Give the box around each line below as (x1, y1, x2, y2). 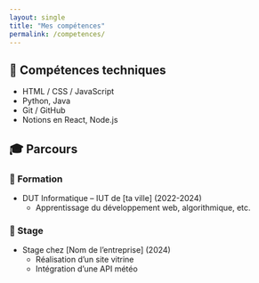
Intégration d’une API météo (35, 263, 138, 274)
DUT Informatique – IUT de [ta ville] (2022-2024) (21, 192, 202, 203)
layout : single (9, 12, 66, 22)
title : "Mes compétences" (9, 21, 105, 30)
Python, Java (21, 95, 71, 107)
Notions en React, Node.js (21, 115, 118, 125)
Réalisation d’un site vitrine (35, 255, 134, 265)
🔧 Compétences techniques (9, 62, 166, 77)
